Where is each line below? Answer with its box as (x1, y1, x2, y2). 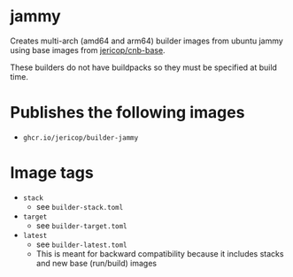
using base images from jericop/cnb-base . (10, 44, 166, 55)
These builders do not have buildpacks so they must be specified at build (10, 62, 278, 73)
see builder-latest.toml (35, 239, 127, 250)
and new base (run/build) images (35, 258, 158, 268)
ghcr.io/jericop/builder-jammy (22, 133, 139, 142)
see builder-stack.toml (35, 201, 124, 212)
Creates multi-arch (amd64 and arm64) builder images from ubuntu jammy (10, 35, 284, 46)
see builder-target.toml (35, 219, 127, 231)
